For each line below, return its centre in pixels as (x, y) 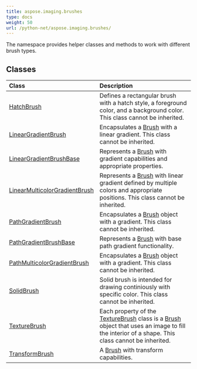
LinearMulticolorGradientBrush (51, 190)
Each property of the (128, 312)
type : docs (19, 17)
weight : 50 (19, 22)
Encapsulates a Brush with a (138, 127)
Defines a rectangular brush (138, 96)
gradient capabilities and (133, 159)
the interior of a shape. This (137, 333)
